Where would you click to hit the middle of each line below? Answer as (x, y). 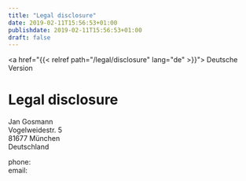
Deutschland (29, 147)
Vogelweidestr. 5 (35, 130)
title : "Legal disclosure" (52, 15)
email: (18, 171)
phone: (20, 162)
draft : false (29, 37)
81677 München (34, 139)
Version (20, 68)
